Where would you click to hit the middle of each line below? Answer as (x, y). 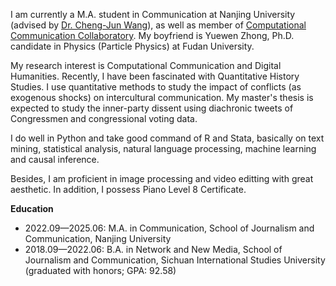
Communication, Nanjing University (98, 238)
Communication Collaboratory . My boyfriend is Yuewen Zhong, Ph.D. (152, 35)
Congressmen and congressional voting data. (104, 118)
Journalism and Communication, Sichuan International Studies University (175, 260)
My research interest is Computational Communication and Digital (146, 65)
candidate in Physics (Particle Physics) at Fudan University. (132, 46)
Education (32, 208)
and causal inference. (55, 159)
